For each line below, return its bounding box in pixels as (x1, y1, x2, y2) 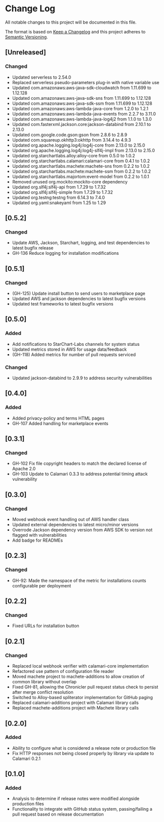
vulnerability (12, 476, 38, 482)
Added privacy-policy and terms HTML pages (12, 415, 105, 421)
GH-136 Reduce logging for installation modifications (12, 250, 119, 256)
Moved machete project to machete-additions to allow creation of (12, 673, 145, 679)
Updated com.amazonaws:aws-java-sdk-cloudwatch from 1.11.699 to (12, 85, 152, 91)
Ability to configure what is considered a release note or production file (12, 745, 156, 751)
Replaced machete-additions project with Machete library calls (12, 705, 139, 711)
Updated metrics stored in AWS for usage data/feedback (12, 346, 127, 352)
